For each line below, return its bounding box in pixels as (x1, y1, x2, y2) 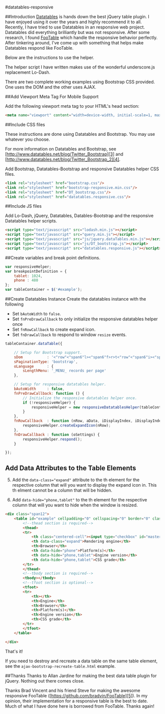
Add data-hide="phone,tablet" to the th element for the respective (12, 497, 147, 503)
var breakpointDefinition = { (5, 269, 67, 274)
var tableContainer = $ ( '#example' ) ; (5, 287, 82, 292)
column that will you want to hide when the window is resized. (12, 502, 138, 508)
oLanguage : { (14, 364, 54, 369)
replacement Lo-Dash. (5, 69, 51, 75)
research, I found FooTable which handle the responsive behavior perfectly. (5, 34, 158, 40)
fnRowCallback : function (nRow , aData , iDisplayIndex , (14, 418, 133, 424)
